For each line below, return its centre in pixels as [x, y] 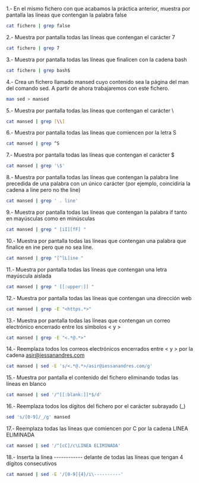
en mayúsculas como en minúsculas [50, 219]
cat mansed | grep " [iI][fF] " [46, 229]
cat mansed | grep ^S [33, 144]
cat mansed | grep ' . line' [42, 201]
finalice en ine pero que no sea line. [50, 247]
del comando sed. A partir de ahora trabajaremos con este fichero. [88, 88]
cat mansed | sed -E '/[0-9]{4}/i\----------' [65, 474]
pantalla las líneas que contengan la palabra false [67, 15]
